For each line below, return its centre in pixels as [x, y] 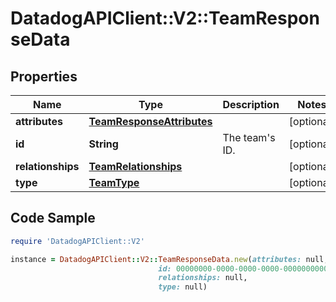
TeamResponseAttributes [150, 121]
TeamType [114, 182]
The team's [249, 137]
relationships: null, [203, 278]
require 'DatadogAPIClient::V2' [77, 241]
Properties [44, 76]
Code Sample [53, 218]
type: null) [183, 287]
